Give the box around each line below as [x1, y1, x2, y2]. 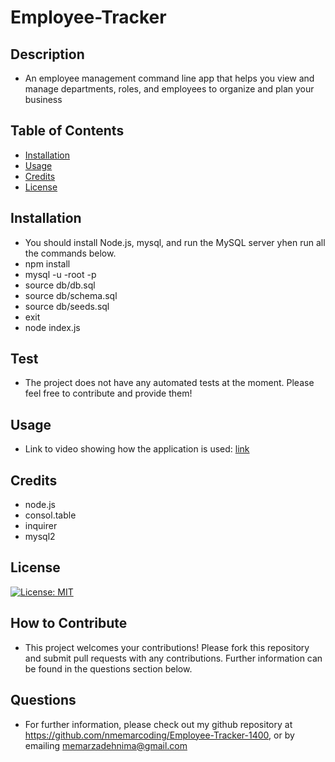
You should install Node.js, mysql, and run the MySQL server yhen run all [24, 236, 326, 248]
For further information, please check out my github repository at [24, 718, 293, 730]
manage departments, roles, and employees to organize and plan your [24, 83, 315, 95]
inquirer [24, 520, 58, 532]
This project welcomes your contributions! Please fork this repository [24, 641, 310, 653]
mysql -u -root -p [24, 268, 97, 280]
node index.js [24, 321, 81, 333]
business [24, 94, 63, 105]
